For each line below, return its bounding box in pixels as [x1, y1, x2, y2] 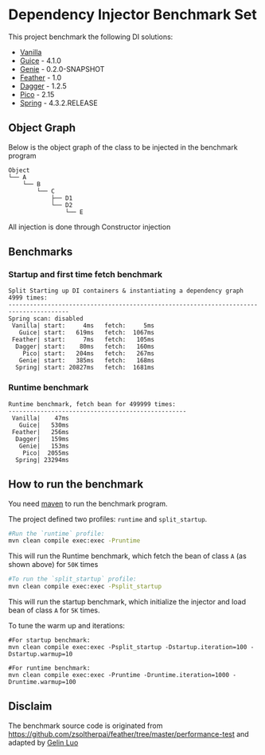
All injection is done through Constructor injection [8, 221, 171, 232]
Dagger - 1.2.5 [19, 81, 68, 91]
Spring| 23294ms [15, 456, 69, 464]
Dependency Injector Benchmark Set [8, 6, 257, 24]
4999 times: [8, 294, 48, 302]
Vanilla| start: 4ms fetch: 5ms [11, 322, 155, 330]
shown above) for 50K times [8, 560, 99, 569]
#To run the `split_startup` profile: [8, 575, 137, 583]
